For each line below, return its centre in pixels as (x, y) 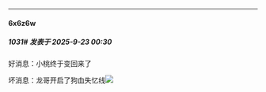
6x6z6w (22, 23)
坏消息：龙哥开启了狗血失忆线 (57, 80)
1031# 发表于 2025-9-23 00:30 (60, 42)
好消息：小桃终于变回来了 (50, 63)
